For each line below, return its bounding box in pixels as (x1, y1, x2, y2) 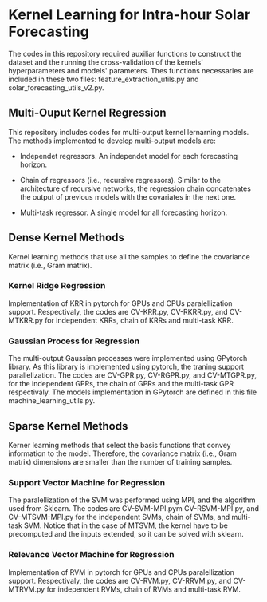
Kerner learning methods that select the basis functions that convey (8, 440, 231, 450)
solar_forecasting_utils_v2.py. (8, 82, 104, 93)
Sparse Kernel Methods (8, 419, 128, 433)
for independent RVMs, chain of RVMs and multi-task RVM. (46, 584, 241, 594)
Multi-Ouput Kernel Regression (8, 106, 167, 120)
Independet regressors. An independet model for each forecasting (19, 151, 238, 160)
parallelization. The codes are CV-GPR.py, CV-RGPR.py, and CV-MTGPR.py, (8, 370, 257, 380)
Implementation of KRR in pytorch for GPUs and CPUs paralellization (8, 298, 233, 308)
